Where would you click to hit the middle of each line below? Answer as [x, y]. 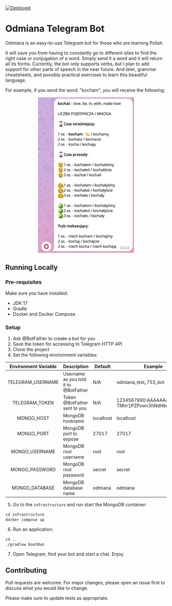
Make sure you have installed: [37, 293]
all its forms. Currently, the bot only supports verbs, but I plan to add [77, 64]
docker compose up [25, 520]
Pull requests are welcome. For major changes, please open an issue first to [85, 583]
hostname [74, 421]
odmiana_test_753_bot [141, 382]
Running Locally [31, 267]
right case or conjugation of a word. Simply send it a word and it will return [84, 58]
